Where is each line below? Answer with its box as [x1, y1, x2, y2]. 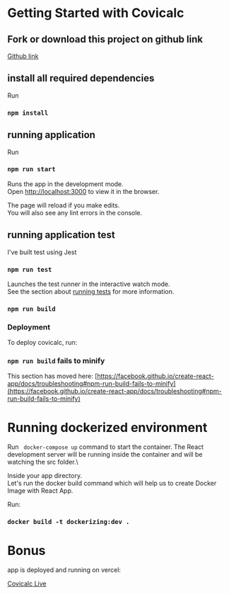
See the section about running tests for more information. [7, 287, 175, 295]
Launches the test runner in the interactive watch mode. [7, 280, 171, 288]
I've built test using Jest [7, 248, 77, 256]
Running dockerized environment [7, 419, 208, 435]
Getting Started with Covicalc [7, 5, 184, 21]
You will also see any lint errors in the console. [7, 208, 143, 217]
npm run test [7, 265, 52, 273]
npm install [7, 108, 49, 117]
